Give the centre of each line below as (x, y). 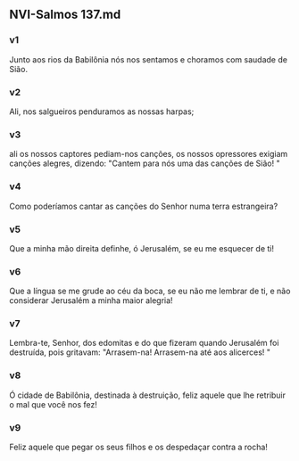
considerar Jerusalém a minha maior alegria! (91, 300)
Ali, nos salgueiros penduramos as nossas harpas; (102, 111)
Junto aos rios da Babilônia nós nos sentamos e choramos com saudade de (149, 59)
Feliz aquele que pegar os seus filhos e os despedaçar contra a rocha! (138, 447)
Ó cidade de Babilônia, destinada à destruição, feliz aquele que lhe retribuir (148, 395)
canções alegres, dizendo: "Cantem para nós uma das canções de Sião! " (145, 163)
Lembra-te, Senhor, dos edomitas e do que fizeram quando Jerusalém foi (144, 343)
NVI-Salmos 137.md (65, 15)
